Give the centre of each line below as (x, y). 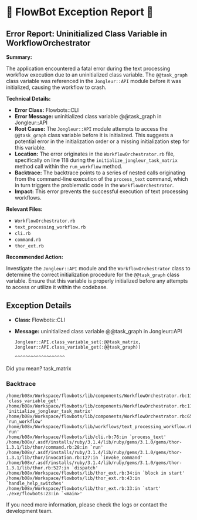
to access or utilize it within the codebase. (57, 287)
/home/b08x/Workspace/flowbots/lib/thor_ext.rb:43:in (73, 478)
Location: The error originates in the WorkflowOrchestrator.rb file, (94, 154)
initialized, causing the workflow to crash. (56, 87)
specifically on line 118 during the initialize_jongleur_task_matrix (96, 160)
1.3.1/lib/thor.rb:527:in (38, 468)
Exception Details (39, 306)
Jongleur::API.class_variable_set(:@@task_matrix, (78, 342)
